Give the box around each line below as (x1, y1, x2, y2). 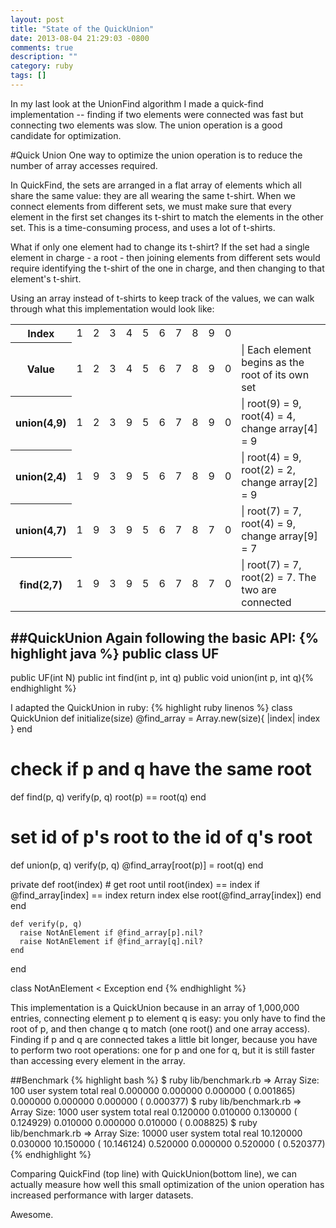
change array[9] (241, 529, 318, 543)
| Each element (241, 343, 312, 357)
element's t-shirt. (10, 272, 82, 285)
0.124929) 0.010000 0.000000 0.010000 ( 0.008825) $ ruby (10, 1117, 258, 1129)
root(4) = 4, (241, 409, 296, 423)
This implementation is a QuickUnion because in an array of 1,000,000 (10, 1002, 300, 1014)
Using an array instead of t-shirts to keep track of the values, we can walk (10, 292, 315, 304)
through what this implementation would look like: (10, 302, 215, 315)
